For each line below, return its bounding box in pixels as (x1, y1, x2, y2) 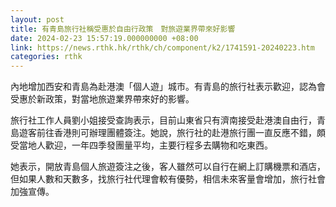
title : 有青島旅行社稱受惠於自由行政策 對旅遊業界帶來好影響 (10, 24, 236, 34)
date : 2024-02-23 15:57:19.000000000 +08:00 (10, 33, 199, 43)
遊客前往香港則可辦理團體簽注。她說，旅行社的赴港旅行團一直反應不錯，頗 (18, 127, 326, 139)
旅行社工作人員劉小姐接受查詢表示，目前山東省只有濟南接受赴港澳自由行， (10, 114, 317, 126)
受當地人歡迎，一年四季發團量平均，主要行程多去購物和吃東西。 (10, 139, 273, 151)
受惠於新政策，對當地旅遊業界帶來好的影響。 (10, 93, 195, 105)
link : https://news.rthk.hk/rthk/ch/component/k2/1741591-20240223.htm (10, 42, 315, 53)
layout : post (10, 14, 65, 25)
